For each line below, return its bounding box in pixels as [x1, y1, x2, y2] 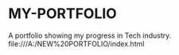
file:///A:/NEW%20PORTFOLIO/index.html [8, 38, 145, 48]
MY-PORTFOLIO [8, 5, 117, 23]
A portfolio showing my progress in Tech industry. [8, 31, 172, 40]
